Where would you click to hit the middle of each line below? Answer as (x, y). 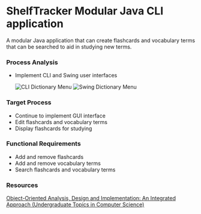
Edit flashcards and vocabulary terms (61, 122)
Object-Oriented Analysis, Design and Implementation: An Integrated (91, 198)
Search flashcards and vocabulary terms (65, 170)
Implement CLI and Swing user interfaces (66, 76)
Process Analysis (32, 62)
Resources (22, 185)
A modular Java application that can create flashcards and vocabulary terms (101, 40)
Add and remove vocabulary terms (58, 163)
